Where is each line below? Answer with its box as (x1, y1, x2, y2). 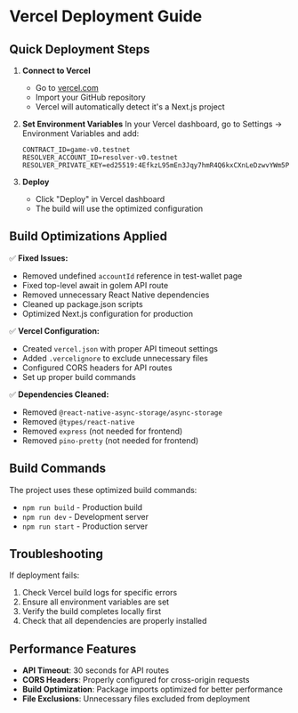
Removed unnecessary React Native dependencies (21, 289, 210, 300)
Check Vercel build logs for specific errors (21, 587, 178, 598)
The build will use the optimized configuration (35, 203, 204, 214)
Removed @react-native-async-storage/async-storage (21, 407, 222, 417)
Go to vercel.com (35, 83, 100, 93)
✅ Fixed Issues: (9, 252, 68, 263)
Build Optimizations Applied (9, 229, 167, 244)
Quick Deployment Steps (9, 42, 150, 57)
